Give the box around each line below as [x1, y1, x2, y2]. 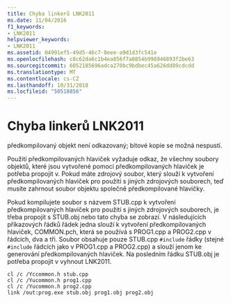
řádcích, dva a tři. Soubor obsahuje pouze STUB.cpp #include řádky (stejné [7, 235, 224, 244]
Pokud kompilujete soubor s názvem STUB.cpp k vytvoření [7, 198, 176, 207]
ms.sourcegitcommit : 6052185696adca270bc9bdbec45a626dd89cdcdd [7, 62, 195, 69]
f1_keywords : [7, 23, 45, 30]
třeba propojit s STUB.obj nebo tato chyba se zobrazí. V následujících [7, 213, 207, 221]
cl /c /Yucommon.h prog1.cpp [7, 277, 92, 284]
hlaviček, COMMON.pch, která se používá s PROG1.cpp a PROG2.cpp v [7, 228, 212, 236]
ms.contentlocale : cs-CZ [7, 75, 79, 82]
